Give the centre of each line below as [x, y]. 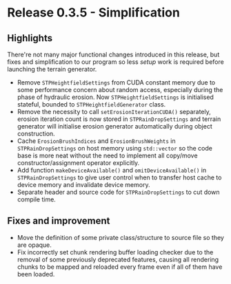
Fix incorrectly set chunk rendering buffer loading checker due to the [115, 252]
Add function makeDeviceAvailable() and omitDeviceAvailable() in [112, 170]
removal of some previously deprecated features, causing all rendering [118, 259]
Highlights [30, 38]
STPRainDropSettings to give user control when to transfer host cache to [119, 177]
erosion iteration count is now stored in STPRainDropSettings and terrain [119, 119]
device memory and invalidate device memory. [83, 185]
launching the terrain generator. [52, 69]
